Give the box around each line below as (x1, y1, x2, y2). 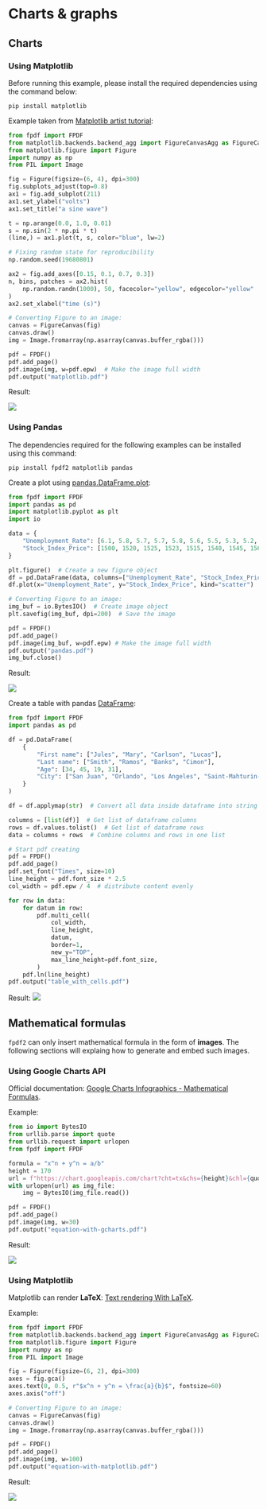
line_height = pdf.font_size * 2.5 (8, 875, 126, 883)
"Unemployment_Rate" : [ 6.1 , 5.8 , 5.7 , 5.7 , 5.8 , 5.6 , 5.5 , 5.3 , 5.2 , (22, 537, 258, 545)
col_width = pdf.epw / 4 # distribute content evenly (8, 882, 194, 890)
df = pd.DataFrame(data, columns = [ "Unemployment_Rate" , (8, 573, 197, 581)
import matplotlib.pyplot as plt (8, 508, 119, 516)
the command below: (8, 87, 78, 96)
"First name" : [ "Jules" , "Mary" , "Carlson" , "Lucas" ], (37, 751, 222, 758)
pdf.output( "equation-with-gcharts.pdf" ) (8, 1225, 148, 1233)
